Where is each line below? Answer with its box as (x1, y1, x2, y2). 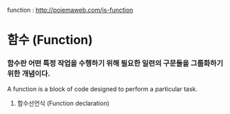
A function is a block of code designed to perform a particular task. (7, 85, 198, 93)
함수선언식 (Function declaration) (17, 99, 110, 108)
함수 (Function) (7, 32, 93, 48)
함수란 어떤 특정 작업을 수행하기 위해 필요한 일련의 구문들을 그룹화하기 (7, 59, 224, 68)
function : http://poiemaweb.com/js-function (7, 6, 134, 14)
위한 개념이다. (7, 69, 50, 79)
